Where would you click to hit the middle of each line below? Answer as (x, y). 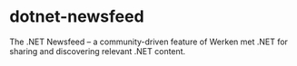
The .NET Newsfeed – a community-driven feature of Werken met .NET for (149, 42)
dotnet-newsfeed (77, 17)
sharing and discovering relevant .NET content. (98, 51)
